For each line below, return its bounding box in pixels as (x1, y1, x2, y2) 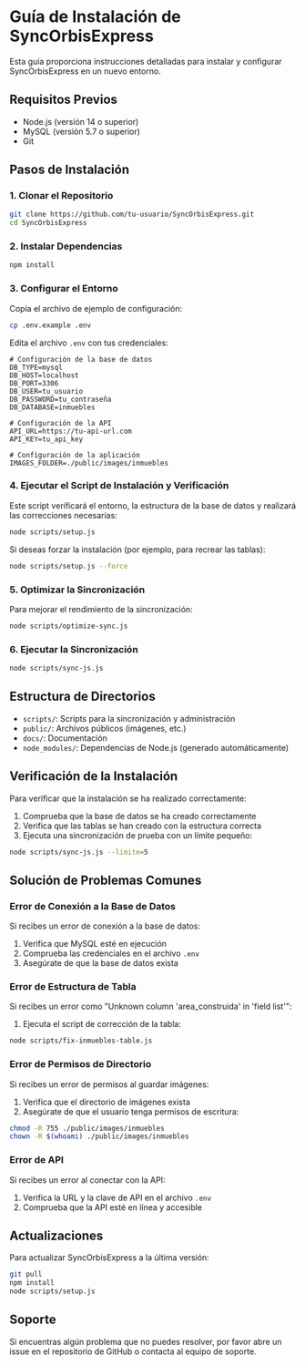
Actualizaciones (9, 1228, 104, 1244)
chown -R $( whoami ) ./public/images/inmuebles (9, 1132, 189, 1141)
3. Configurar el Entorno (9, 282, 118, 295)
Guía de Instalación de (9, 6, 181, 27)
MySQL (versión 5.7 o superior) (22, 126, 141, 137)
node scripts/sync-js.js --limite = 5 (9, 847, 148, 857)
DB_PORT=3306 (9, 378, 59, 388)
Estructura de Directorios (9, 689, 157, 704)
